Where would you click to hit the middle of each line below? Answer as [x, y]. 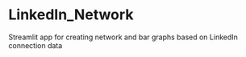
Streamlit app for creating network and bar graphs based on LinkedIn [123, 37]
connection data [35, 45]
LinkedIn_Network [71, 15]
